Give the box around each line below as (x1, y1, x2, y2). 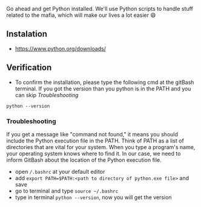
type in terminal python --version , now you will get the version (15, 193, 172, 201)
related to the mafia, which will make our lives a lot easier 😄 (6, 11, 156, 19)
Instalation (6, 29, 47, 39)
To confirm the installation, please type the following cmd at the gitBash (15, 78, 194, 86)
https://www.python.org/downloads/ (15, 45, 106, 52)
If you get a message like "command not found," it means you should (6, 130, 179, 138)
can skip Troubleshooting (15, 91, 79, 98)
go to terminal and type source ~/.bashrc (15, 187, 119, 194)
